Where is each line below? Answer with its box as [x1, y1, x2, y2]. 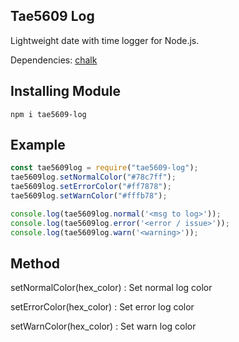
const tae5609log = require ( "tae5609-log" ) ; [10, 163, 199, 173]
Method [10, 255, 61, 272]
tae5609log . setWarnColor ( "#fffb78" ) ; [10, 191, 168, 201]
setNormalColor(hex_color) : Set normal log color [10, 282, 213, 294]
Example [10, 137, 66, 154]
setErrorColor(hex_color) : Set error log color [10, 301, 195, 313]
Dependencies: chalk [10, 54, 98, 66]
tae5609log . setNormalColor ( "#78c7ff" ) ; [10, 172, 177, 183]
